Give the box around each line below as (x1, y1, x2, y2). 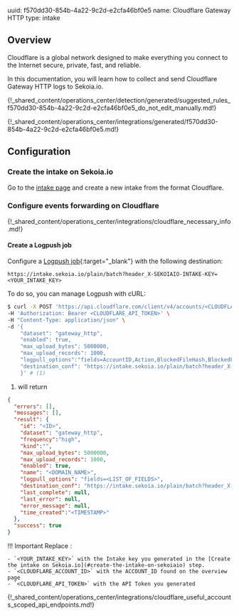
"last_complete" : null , (20, 488, 91, 496)
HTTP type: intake (7, 14, 60, 22)
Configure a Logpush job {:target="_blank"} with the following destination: (7, 257, 223, 265)
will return (17, 382, 48, 391)
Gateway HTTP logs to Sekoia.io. (7, 82, 104, 91)
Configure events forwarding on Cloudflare (7, 201, 159, 211)
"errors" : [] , (14, 403, 55, 410)
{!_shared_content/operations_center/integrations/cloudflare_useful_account (7, 593, 231, 601)
